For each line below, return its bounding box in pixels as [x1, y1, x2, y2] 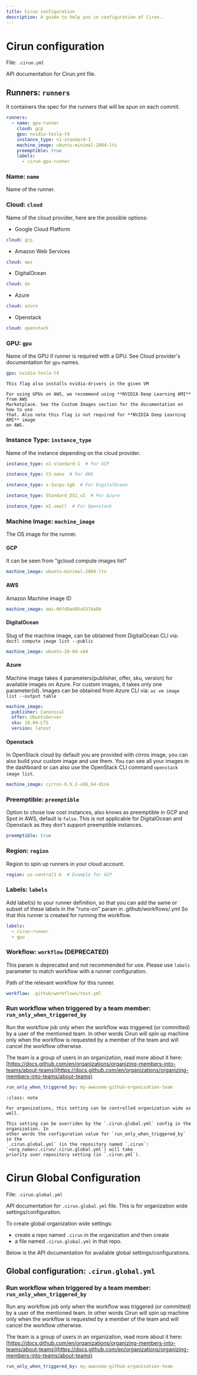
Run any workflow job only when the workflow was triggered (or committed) [6, 1303, 192, 1310]
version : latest [11, 725, 51, 732]
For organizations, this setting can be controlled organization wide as [6, 1105, 192, 1111]
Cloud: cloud [6, 201, 43, 209]
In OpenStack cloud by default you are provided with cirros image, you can [6, 751, 188, 758]
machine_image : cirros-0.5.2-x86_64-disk [6, 781, 110, 788]
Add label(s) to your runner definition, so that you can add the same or [6, 899, 178, 906]
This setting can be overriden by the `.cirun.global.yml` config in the [6, 1121, 192, 1127]
